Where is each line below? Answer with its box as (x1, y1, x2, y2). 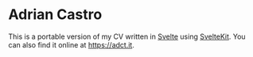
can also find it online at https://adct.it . (8, 40, 135, 49)
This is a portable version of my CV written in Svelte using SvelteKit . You (8, 32, 246, 41)
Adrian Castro (8, 6, 103, 24)
